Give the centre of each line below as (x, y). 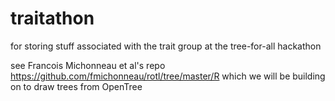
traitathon (52, 18)
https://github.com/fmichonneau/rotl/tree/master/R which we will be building (168, 76)
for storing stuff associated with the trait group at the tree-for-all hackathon (166, 46)
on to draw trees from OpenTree (76, 86)
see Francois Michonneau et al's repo (88, 65)
